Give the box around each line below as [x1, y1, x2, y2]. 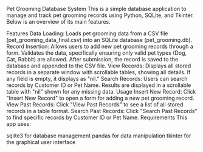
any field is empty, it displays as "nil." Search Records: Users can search [6, 75, 188, 82]
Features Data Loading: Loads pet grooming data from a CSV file [6, 30, 168, 37]
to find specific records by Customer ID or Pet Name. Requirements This [6, 114, 187, 121]
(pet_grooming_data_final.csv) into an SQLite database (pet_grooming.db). [6, 36, 193, 43]
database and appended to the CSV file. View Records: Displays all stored [6, 62, 191, 69]
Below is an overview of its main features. [6, 18, 111, 25]
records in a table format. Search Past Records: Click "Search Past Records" [6, 108, 198, 114]
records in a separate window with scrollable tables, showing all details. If [6, 69, 191, 75]
